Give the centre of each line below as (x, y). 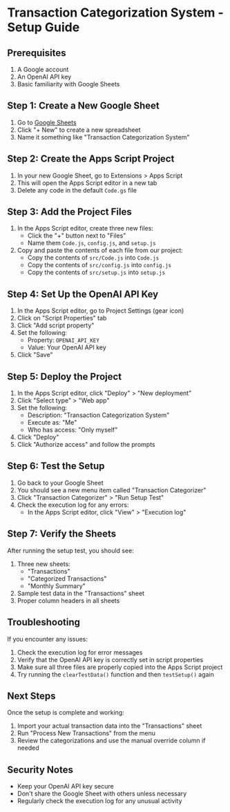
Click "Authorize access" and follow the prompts (86, 445)
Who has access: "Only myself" (73, 430)
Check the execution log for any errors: (73, 505)
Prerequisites (37, 53)
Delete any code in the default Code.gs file (77, 190)
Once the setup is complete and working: (66, 713)
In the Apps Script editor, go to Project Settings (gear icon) (100, 311)
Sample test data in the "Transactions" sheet (81, 593)
